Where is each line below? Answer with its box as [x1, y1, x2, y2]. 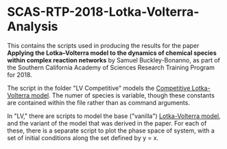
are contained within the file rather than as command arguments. [7, 98, 191, 106]
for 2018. [7, 70, 32, 79]
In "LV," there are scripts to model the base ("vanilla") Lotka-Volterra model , [7, 111, 221, 120]
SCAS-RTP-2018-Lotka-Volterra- [7, 4, 200, 20]
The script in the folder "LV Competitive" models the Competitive [7, 84, 191, 92]
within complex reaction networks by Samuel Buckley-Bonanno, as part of [7, 56, 221, 64]
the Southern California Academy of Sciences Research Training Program [7, 63, 215, 71]
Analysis [7, 19, 58, 34]
